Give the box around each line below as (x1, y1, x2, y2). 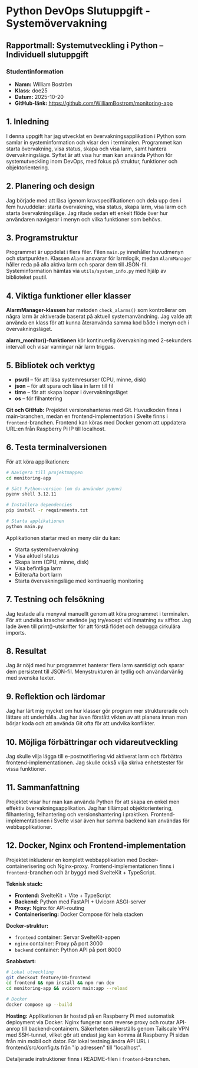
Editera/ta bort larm (14, 571, 62, 578)
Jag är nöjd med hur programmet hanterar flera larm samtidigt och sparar (6, 662, 184, 669)
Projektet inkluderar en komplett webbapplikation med (6, 856, 137, 863)
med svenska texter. (6, 674, 55, 681)
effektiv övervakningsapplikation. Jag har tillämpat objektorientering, (6, 804, 173, 812)
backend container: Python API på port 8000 (14, 946, 121, 953)
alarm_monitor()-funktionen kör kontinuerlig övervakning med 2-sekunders (6, 337, 192, 344)
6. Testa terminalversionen (6, 442, 107, 452)
